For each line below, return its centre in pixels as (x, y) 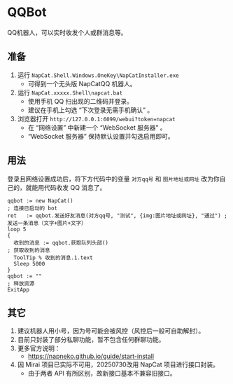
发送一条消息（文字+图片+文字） (47, 223)
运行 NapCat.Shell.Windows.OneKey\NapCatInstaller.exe (98, 75)
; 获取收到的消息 (29, 250)
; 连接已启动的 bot (33, 208)
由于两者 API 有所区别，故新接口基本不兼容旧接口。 (102, 373)
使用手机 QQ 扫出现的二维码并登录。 (80, 101)
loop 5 (17, 229)
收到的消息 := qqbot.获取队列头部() (61, 242)
